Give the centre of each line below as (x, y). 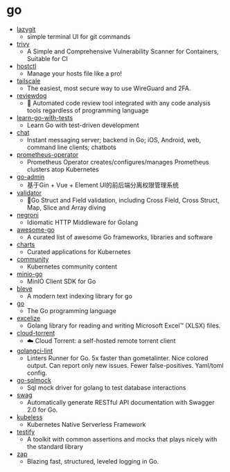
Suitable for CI (47, 58)
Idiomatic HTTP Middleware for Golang (82, 222)
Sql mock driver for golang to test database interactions (106, 387)
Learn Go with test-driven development (83, 125)
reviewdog (32, 95)
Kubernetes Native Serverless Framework (86, 424)
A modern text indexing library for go (80, 296)
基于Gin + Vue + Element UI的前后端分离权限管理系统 (103, 185)
